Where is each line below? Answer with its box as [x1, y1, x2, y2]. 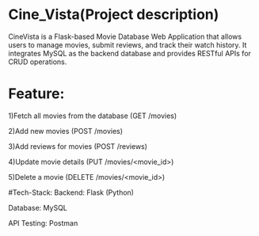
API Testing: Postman [8, 218, 78, 227]
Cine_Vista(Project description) [8, 6, 219, 24]
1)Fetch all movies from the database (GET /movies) [8, 111, 177, 120]
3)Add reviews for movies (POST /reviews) [8, 141, 148, 151]
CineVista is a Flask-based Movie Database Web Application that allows [8, 32, 242, 41]
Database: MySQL [8, 203, 67, 212]
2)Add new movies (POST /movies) [8, 126, 124, 135]
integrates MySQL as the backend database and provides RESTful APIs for [8, 48, 252, 58]
